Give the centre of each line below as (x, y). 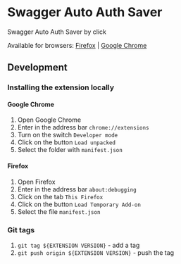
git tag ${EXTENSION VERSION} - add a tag (79, 245)
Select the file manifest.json (59, 211)
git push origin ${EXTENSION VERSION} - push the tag (96, 252)
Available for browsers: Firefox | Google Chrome (77, 45)
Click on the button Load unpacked (67, 142)
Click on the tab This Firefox (60, 196)
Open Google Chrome (49, 120)
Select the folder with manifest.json (70, 150)
